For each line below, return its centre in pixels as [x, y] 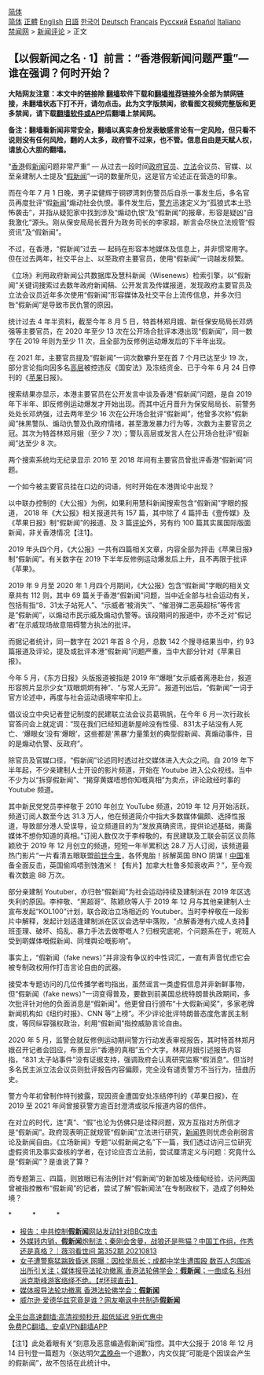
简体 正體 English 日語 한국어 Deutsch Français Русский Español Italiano [125, 22]
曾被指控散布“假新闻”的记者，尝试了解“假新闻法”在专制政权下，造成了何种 [128, 1188]
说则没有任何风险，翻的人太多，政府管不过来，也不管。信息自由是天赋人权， [132, 140]
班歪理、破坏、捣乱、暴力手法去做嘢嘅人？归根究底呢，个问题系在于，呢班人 [132, 931]
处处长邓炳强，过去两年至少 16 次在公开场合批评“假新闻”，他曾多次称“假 [125, 413]
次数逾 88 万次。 [42, 875]
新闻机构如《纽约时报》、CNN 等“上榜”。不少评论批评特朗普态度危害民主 [125, 1013]
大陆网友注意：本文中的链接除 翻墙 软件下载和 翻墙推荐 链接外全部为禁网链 [126, 93]
